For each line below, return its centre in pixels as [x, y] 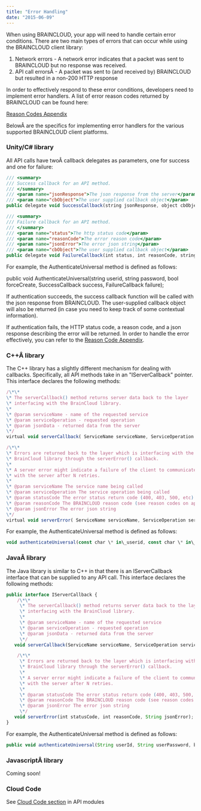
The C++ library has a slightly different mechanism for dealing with [89, 369]
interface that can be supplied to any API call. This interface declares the [96, 577]
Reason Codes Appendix [37, 114]
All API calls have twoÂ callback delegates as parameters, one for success [98, 160]
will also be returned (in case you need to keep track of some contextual [95, 309]
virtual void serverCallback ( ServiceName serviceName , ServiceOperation [100, 437]
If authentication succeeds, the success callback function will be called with [100, 297]
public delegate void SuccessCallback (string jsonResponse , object [92, 206]
